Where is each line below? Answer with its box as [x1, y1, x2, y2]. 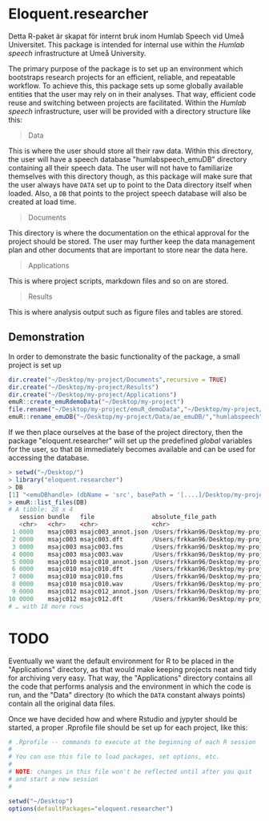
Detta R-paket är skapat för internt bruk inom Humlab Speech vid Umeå [8, 31, 244, 41]
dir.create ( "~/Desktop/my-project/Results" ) [8, 383, 159, 391]
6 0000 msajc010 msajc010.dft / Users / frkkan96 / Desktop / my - [11, 565, 249, 573]
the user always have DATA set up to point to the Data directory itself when [8, 179, 252, 189]
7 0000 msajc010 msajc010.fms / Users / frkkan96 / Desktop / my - [11, 573, 249, 581]
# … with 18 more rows [8, 602, 84, 610]
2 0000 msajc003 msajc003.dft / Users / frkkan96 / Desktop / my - [11, 535, 249, 543]
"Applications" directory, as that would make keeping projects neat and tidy [8, 664, 257, 674]
